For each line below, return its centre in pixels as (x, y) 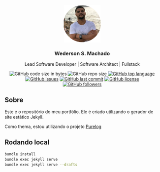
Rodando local (27, 142)
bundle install (20, 154)
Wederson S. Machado (82, 53)
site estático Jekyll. (24, 117)
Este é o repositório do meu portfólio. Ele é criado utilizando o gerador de (79, 112)
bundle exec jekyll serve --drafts (41, 165)
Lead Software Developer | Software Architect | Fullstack (82, 64)
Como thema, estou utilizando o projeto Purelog (53, 127)
